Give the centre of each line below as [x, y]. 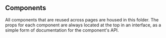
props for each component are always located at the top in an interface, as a [83, 25]
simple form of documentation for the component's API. [62, 30]
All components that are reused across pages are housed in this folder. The [82, 19]
